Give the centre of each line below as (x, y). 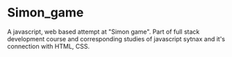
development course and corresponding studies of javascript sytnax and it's (116, 38)
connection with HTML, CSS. (49, 46)
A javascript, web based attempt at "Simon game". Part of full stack (103, 32)
